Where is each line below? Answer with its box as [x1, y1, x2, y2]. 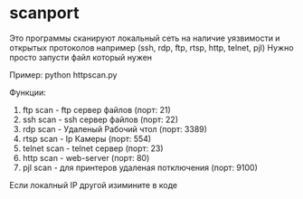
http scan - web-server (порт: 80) [22, 152, 150, 163]
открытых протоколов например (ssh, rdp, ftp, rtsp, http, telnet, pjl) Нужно [9, 42, 294, 52]
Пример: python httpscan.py [9, 69, 118, 80]
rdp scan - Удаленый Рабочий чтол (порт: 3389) [22, 123, 208, 134]
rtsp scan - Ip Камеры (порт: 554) [22, 133, 152, 144]
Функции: [9, 87, 47, 98]
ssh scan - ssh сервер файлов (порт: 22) [22, 114, 179, 125]
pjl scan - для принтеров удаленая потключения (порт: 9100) [22, 162, 258, 173]
